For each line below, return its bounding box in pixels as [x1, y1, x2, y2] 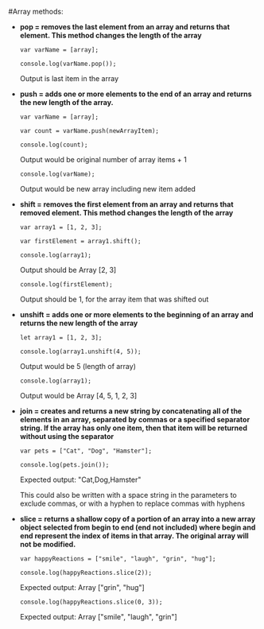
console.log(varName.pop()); [19, 60, 117, 68]
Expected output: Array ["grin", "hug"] [19, 583, 145, 592]
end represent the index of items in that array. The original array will [19, 531, 249, 540]
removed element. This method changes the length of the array [19, 208, 234, 217]
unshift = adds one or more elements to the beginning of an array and [19, 310, 254, 319]
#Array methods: [8, 7, 64, 16]
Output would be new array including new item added [19, 184, 196, 193]
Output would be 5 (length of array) [19, 362, 137, 371]
